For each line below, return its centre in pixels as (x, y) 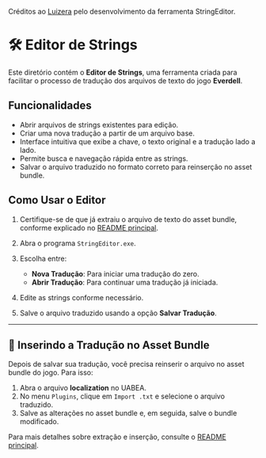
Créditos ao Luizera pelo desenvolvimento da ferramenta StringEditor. (122, 11)
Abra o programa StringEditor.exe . (78, 243)
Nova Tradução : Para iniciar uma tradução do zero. (115, 273)
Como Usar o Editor (57, 200)
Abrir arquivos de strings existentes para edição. (99, 124)
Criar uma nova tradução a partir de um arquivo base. (107, 133)
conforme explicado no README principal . (89, 227)
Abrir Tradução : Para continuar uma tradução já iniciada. (125, 282)
